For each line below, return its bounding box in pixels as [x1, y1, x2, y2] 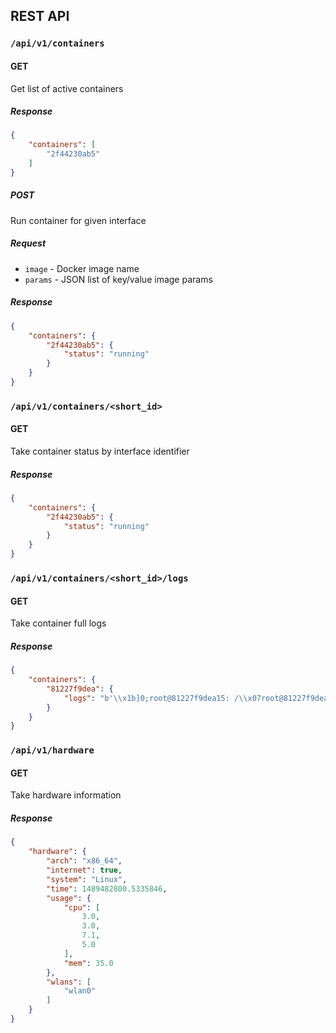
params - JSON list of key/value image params [24, 273, 213, 285]
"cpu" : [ [63, 902, 101, 913]
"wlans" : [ [46, 977, 92, 987]
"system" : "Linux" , [46, 874, 128, 884]
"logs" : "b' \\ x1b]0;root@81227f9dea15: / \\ [63, 693, 248, 703]
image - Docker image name [24, 262, 140, 274]
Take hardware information [10, 789, 122, 801]
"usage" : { [46, 893, 92, 903]
